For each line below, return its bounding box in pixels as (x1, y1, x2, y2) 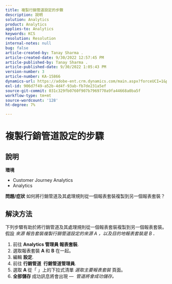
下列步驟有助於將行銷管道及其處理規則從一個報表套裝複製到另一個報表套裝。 (5, 224, 167, 230)
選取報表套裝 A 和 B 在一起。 (12, 247, 74, 253)
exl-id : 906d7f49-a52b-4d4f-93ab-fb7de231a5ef (5, 83, 106, 88)
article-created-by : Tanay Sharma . (5, 50, 83, 55)
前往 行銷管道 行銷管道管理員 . (12, 260, 77, 266)
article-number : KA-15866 (5, 74, 60, 79)
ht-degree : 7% (5, 103, 36, 108)
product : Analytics (5, 21, 47, 27)
